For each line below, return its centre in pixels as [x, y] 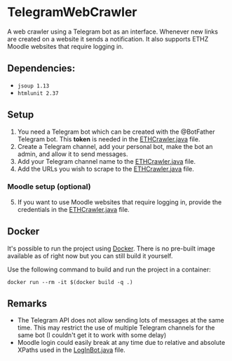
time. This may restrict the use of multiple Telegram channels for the [116, 328]
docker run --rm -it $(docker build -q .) [70, 282]
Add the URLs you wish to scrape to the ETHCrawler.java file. [106, 169]
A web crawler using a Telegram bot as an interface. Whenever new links [113, 31]
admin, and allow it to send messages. [73, 154]
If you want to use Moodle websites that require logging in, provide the [120, 202]
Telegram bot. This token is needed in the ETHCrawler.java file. [109, 139]
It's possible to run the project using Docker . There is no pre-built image [111, 248]
